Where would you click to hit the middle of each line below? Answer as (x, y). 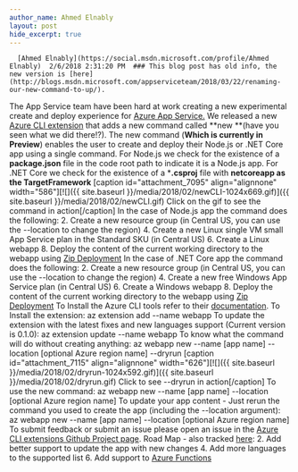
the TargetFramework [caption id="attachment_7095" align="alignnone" (143, 182)
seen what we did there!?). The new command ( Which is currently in (136, 135)
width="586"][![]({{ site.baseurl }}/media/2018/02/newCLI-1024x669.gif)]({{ (149, 192)
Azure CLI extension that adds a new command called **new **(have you (144, 125)
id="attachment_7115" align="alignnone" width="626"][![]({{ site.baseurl (142, 363)
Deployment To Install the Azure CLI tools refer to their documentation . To (145, 306)
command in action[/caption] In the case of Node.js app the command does (149, 211)
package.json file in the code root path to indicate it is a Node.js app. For (144, 164)
